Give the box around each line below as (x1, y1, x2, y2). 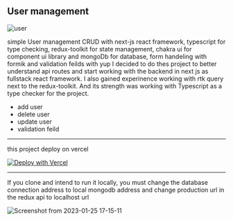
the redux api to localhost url (7, 193, 89, 201)
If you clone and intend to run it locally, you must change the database (7, 178, 208, 186)
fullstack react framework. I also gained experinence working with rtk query (7, 74, 224, 83)
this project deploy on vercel (7, 145, 89, 153)
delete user (17, 110, 50, 118)
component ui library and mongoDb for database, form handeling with (7, 52, 207, 60)
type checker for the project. (7, 89, 89, 97)
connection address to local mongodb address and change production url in (7, 186, 225, 194)
